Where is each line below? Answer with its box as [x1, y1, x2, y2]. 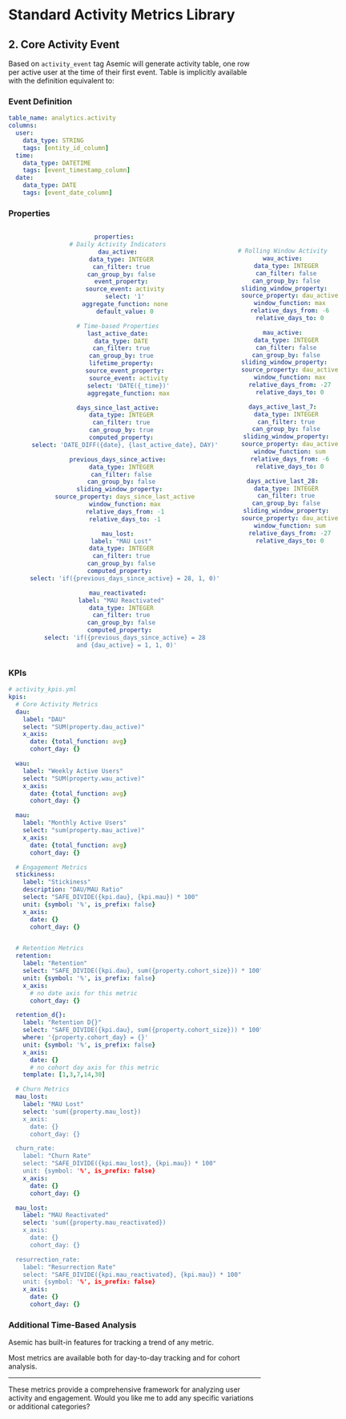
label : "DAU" [22, 715, 66, 723]
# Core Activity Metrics [15, 700, 99, 708]
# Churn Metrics [15, 1085, 70, 1093]
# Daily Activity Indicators [69, 241, 167, 249]
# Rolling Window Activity [237, 247, 328, 255]
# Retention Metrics [15, 945, 84, 953]
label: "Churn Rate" [22, 1152, 91, 1161]
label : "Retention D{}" [22, 1019, 103, 1027]
